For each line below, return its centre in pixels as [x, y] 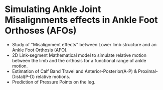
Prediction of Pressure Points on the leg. [54, 82]
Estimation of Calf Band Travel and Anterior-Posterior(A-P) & [74, 71]
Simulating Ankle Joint [53, 9]
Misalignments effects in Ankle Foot [81, 20]
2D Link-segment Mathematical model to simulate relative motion [79, 55]
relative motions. [53, 76]
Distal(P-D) [23, 76]
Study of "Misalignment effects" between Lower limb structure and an [84, 44]
